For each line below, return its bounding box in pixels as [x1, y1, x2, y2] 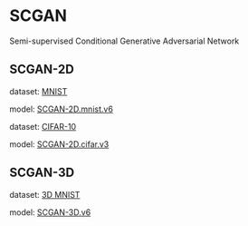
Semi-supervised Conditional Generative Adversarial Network [9, 35, 240, 46]
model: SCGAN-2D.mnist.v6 [9, 103, 113, 114]
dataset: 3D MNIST [9, 189, 81, 200]
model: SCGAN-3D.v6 [9, 206, 91, 218]
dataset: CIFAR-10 [9, 121, 77, 132]
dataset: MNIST [9, 85, 68, 96]
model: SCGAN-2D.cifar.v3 [9, 138, 110, 150]
